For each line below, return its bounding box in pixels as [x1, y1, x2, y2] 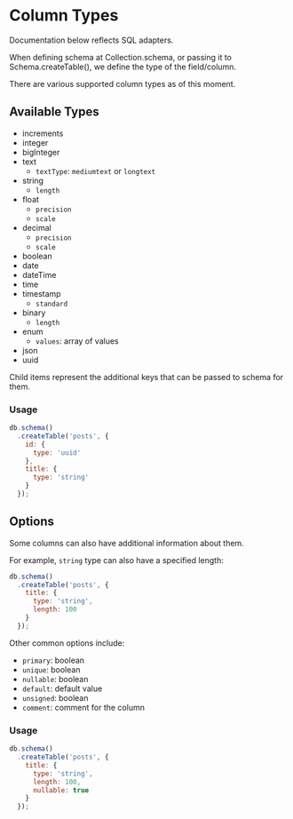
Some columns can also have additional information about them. [9, 537, 244, 548]
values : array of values [35, 335, 119, 346]
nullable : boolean [21, 673, 89, 684]
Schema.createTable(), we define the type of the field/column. [9, 61, 237, 72]
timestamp [21, 288, 61, 298]
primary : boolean [21, 655, 85, 665]
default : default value [21, 683, 103, 694]
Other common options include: [9, 637, 125, 648]
